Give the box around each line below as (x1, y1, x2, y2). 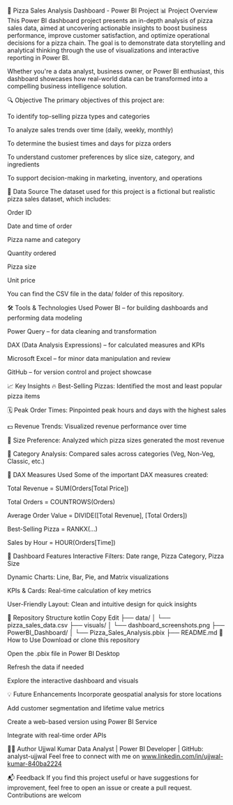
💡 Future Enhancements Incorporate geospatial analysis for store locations (7, 690, 222, 698)
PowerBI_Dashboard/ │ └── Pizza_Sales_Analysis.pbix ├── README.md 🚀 (7, 629, 223, 636)
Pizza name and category (7, 236, 81, 243)
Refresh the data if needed (7, 663, 84, 671)
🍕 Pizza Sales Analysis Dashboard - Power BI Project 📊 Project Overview (7, 6, 218, 15)
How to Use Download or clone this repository (7, 636, 140, 644)
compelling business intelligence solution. (7, 82, 128, 90)
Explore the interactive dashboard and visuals (7, 676, 139, 685)
